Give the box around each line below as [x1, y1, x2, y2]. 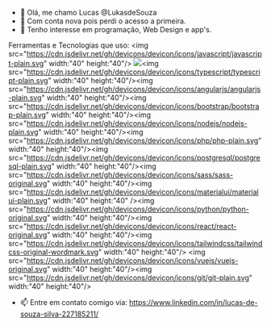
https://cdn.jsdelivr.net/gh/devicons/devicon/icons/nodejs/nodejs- [27, 119, 248, 128]
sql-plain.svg [8, 161, 52, 171]
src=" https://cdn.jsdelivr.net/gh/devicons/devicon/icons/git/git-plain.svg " [8, 273, 252, 282]
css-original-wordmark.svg [8, 247, 99, 257]
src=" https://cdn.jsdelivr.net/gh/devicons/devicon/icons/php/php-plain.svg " [8, 136, 262, 145]
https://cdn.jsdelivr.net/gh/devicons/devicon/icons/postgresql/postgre [27, 153, 261, 162]
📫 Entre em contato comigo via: [19, 298, 127, 307]
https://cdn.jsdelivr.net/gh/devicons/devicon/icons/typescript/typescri [27, 67, 261, 77]
